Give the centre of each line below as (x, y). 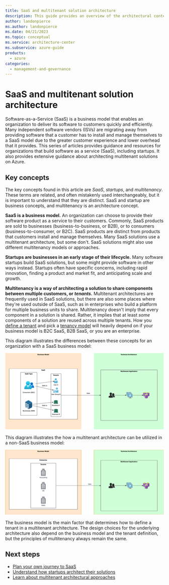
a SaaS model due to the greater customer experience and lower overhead (82, 140)
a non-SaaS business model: (35, 443)
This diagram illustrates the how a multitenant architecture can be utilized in (84, 438)
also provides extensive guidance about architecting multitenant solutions (81, 156)
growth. (13, 278)
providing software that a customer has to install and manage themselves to (84, 135)
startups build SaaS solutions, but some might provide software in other (79, 262)
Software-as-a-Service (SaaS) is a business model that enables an (74, 119)
